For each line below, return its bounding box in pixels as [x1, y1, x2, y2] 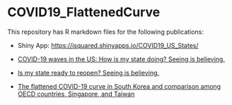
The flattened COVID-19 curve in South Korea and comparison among [17, 82, 221, 90]
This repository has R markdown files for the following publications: [7, 27, 204, 36]
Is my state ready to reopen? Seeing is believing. [17, 68, 160, 77]
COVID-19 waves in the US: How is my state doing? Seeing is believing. [17, 54, 225, 63]
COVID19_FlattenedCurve [7, 4, 161, 20]
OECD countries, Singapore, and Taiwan [17, 89, 135, 98]
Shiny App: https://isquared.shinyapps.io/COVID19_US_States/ [17, 41, 199, 49]
